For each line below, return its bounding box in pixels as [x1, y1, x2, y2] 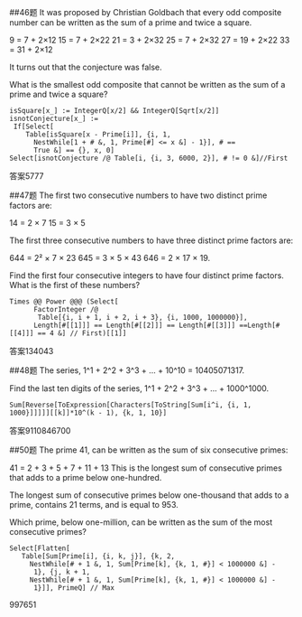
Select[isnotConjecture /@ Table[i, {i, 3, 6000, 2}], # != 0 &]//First [9, 154, 288, 163]
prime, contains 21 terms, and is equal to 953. [9, 500, 178, 509]
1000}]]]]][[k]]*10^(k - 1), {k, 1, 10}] [9, 408, 168, 417]
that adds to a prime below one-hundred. [9, 472, 162, 482]
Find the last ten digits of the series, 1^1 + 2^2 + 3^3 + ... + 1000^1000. [9, 383, 270, 394]
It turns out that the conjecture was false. [9, 61, 162, 72]
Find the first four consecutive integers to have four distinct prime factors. [9, 270, 284, 281]
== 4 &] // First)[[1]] [37, 329, 127, 338]
